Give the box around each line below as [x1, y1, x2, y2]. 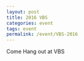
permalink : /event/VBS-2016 [6, 31, 78, 37]
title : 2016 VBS [6, 14, 48, 21]
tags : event [6, 25, 37, 32]
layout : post [6, 8, 40, 15]
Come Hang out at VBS [6, 48, 65, 55]
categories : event [6, 20, 53, 26]
